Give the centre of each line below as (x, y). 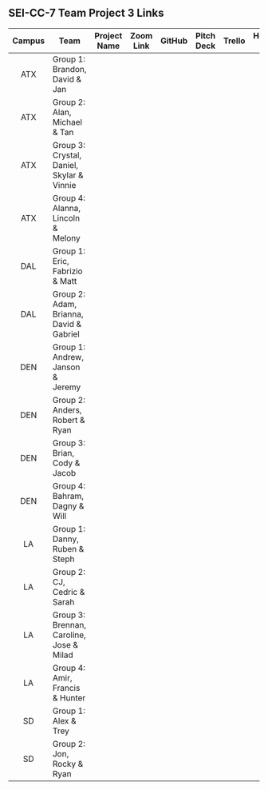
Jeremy (67, 387)
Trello (234, 41)
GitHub (174, 41)
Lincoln (66, 217)
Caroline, (69, 635)
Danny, (66, 539)
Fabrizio (67, 271)
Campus (29, 41)
